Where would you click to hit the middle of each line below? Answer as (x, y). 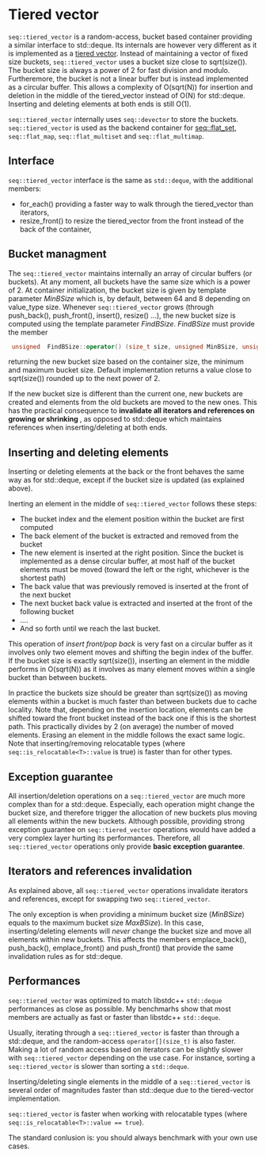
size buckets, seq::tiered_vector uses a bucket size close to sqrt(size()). (128, 62)
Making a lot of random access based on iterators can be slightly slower (126, 1049)
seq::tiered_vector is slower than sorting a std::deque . (99, 1066)
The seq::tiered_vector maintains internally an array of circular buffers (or (130, 273)
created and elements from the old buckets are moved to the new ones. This (133, 403)
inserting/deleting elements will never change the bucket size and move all (130, 931)
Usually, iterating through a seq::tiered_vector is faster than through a (124, 1033)
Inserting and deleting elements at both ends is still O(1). (100, 104)
